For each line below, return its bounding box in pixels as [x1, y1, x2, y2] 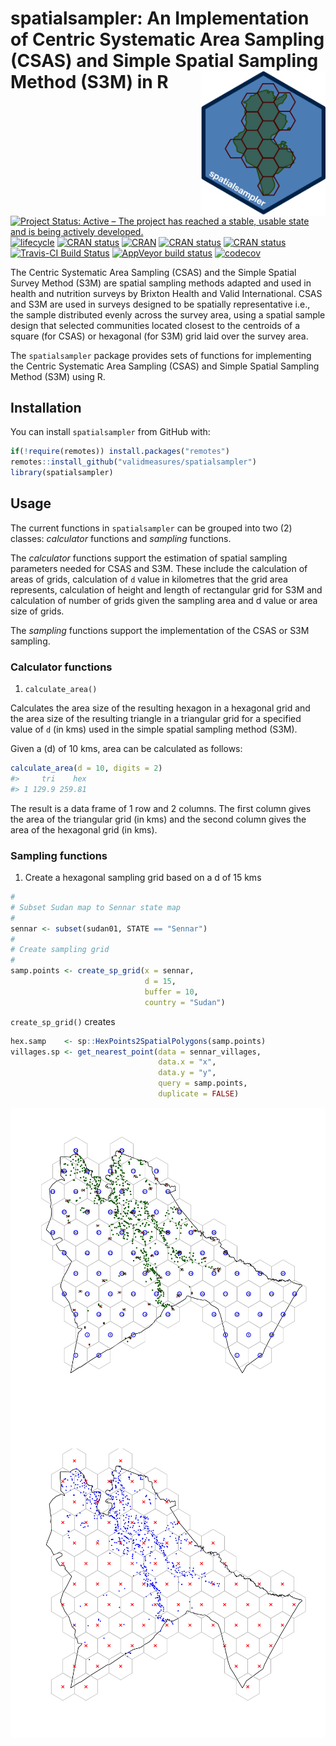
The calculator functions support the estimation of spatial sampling [10, 552, 288, 564]
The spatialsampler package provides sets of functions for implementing [10, 349, 312, 361]
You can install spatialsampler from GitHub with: [10, 426, 211, 438]
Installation [10, 399, 82, 416]
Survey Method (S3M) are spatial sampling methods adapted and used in [10, 277, 312, 289]
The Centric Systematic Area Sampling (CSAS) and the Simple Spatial [10, 266, 297, 278]
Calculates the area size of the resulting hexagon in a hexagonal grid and [10, 702, 311, 714]
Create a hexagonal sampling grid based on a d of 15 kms [24, 872, 262, 884]
